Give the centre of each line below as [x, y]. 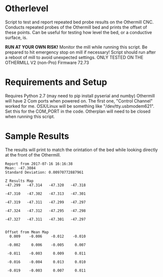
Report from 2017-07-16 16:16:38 [39, 164]
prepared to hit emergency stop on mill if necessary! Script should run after [81, 52]
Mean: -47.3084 [20, 168]
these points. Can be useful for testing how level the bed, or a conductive [79, 32]
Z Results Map [19, 181]
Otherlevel [27, 9]
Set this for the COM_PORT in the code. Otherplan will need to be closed [78, 111]
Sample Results [37, 136]
